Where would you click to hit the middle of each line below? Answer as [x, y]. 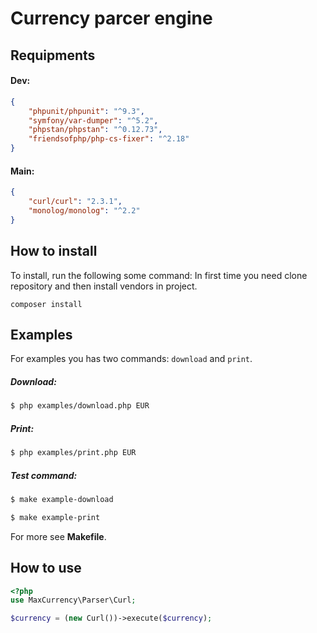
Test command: [44, 475]
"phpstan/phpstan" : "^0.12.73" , [95, 130]
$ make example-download [62, 500]
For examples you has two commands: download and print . [131, 359]
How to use [46, 568]
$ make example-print [55, 517]
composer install [46, 304]
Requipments [53, 55]
